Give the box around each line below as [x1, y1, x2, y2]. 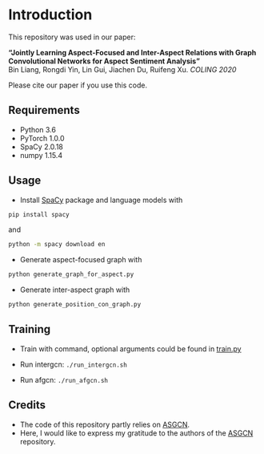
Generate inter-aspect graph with [19, 285, 130, 294]
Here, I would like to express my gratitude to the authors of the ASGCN [19, 428, 254, 438]
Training [8, 322, 51, 336]
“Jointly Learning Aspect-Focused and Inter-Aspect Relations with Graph [8, 47, 257, 57]
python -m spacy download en [8, 241, 106, 249]
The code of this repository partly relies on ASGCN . [19, 420, 190, 429]
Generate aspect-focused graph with [19, 255, 142, 265]
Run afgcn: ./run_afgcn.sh [19, 375, 108, 384]
